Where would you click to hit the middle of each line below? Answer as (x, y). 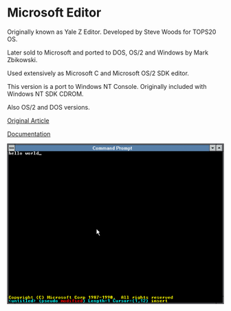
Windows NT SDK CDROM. (45, 94)
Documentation (29, 134)
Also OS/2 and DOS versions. (49, 107)
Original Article (28, 120)
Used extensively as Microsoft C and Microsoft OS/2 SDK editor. (98, 73)
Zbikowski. (22, 59)
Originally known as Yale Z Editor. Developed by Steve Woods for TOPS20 (112, 32)
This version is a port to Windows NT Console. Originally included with (107, 86)
